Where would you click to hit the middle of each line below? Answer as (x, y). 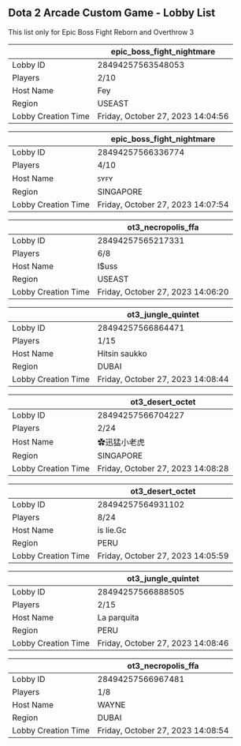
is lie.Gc (112, 530)
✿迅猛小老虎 (121, 442)
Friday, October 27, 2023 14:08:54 (163, 730)
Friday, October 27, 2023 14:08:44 (163, 379)
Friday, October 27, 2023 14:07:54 (163, 204)
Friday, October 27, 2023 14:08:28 (163, 468)
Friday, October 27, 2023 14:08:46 (163, 643)
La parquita (118, 617)
